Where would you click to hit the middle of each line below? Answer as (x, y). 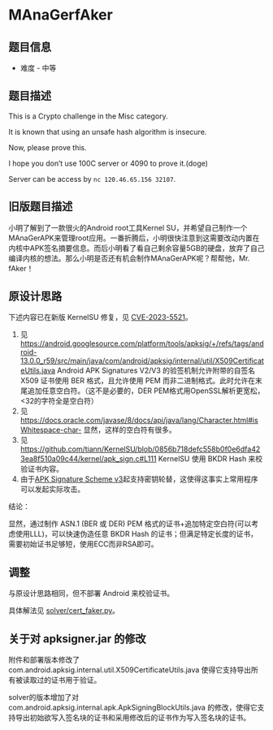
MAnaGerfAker (61, 15)
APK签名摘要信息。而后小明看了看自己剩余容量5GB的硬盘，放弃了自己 (147, 248)
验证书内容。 (41, 469)
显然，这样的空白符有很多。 (130, 430)
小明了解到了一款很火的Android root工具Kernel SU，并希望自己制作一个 (128, 227)
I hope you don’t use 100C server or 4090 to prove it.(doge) (108, 163)
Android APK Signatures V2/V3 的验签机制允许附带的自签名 (156, 370)
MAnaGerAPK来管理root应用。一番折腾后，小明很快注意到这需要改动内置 (131, 238)
